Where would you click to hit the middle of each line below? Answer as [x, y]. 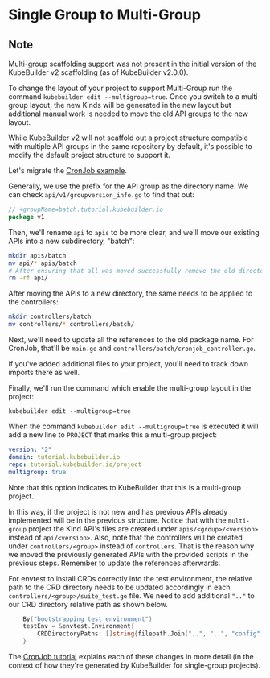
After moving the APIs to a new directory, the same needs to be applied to [131, 294]
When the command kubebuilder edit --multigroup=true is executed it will [133, 426]
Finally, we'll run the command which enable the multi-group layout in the [130, 388]
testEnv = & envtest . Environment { [79, 626]
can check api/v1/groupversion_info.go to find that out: [102, 194]
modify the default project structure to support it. [90, 155]
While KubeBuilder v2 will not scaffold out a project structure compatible [129, 138]
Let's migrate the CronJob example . [67, 170]
